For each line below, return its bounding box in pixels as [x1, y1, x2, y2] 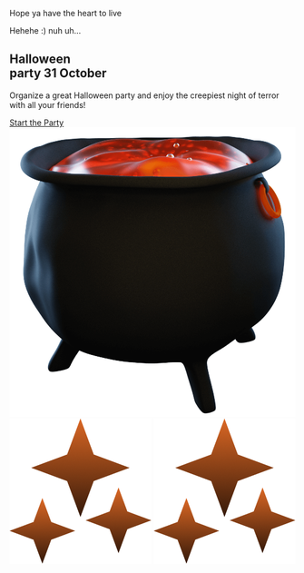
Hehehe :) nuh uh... [9, 25, 82, 35]
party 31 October [9, 65, 107, 81]
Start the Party [9, 117, 64, 128]
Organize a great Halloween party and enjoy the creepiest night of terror [9, 90, 279, 101]
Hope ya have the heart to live [9, 8, 123, 18]
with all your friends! [9, 99, 86, 110]
